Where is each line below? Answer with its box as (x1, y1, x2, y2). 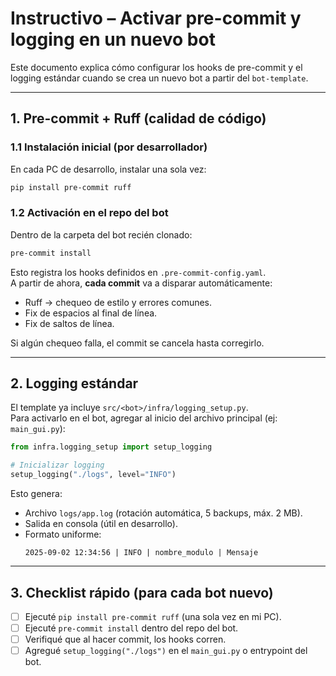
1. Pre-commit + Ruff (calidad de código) (10, 110, 267, 127)
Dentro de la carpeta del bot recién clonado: (10, 228, 193, 241)
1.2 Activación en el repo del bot (10, 206, 169, 220)
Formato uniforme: (24, 528, 102, 541)
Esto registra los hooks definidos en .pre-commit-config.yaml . (10, 266, 267, 278)
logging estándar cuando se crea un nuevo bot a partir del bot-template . (10, 72, 309, 84)
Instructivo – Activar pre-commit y (10, 7, 302, 30)
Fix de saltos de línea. (24, 317, 115, 329)
